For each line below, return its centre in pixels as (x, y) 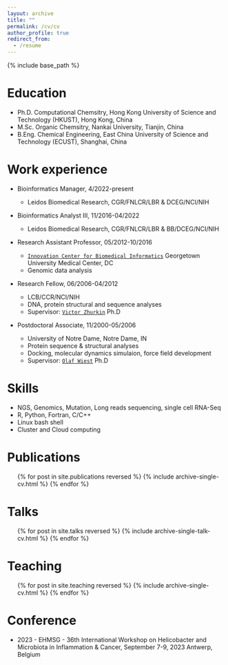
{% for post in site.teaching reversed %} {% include (91, 585)
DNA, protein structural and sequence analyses (94, 304)
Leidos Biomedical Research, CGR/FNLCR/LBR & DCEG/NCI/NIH (118, 202)
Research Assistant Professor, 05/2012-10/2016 (85, 242)
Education (37, 93)
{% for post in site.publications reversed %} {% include (95, 476)
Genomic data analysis (60, 270)
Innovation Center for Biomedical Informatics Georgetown (114, 256)
